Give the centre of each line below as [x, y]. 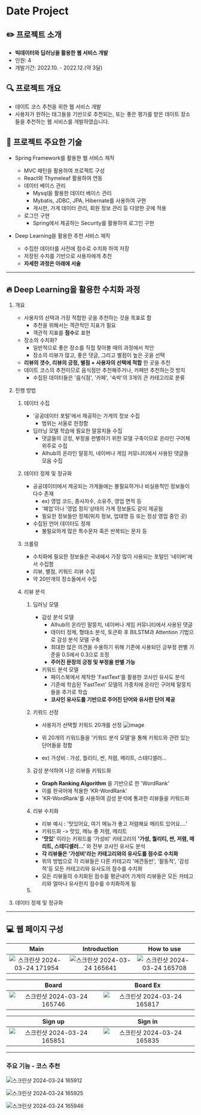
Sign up [53, 1022]
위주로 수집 [54, 446]
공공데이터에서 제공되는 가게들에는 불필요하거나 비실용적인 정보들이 [111, 486]
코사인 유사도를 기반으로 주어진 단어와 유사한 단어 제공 [113, 699]
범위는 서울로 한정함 [65, 423]
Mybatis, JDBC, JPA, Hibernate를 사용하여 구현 [89, 200]
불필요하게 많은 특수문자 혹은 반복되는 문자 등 [95, 531]
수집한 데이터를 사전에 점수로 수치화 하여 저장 [77, 248]
